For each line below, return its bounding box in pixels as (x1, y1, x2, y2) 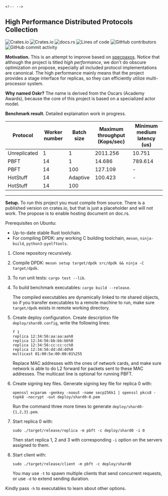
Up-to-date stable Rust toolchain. (12, 230, 81, 236)
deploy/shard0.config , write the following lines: (12, 320, 110, 326)
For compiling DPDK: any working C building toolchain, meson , (12, 235, 139, 241)
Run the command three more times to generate (12, 403, 111, 409)
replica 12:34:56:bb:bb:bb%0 (12, 338, 73, 343)
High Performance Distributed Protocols (5, 18, 133, 27)
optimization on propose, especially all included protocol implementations (5, 65, 157, 71)
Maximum (99, 125, 123, 132)
